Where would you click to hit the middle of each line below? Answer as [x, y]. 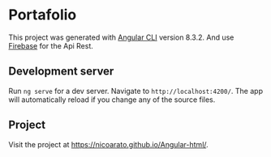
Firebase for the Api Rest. [51, 45]
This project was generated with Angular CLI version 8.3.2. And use [121, 37]
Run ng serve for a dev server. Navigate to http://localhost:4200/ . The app [136, 91]
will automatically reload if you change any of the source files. [112, 100]
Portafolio [43, 15]
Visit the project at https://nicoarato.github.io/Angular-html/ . [108, 144]
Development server [61, 72]
